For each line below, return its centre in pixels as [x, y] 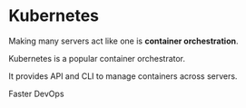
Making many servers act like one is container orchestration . [123, 41]
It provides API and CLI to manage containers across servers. [123, 76]
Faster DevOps [36, 93]
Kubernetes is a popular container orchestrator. [97, 58]
